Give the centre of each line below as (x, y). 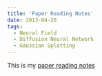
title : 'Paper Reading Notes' (51, 13)
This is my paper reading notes (51, 65)
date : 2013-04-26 (32, 20)
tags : (15, 26)
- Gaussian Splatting (44, 46)
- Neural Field (35, 33)
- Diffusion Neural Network (54, 39)
